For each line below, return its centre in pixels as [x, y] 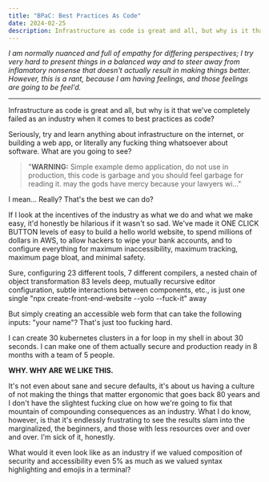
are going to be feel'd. [45, 87]
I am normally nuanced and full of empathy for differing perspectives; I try [131, 54]
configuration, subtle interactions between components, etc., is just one [127, 290]
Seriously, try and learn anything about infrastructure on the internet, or [126, 135]
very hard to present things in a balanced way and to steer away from [124, 62]
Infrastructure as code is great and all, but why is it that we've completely [129, 110]
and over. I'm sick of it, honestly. [62, 437]
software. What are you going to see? [70, 151]
